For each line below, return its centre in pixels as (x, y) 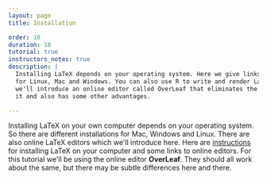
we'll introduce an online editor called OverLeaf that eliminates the (137, 89)
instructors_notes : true (49, 59)
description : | (33, 67)
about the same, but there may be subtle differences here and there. (120, 168)
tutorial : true (33, 52)
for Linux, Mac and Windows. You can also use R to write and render (133, 81)
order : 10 (25, 37)
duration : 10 (30, 44)
